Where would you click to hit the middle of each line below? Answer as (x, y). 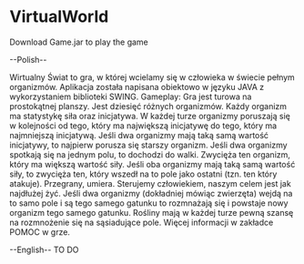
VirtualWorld (59, 17)
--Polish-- (28, 59)
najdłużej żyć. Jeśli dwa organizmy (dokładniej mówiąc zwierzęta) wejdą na (151, 193)
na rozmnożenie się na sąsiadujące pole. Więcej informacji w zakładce (142, 222)
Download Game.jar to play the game (79, 42)
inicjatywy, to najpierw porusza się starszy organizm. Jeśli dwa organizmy (149, 145)
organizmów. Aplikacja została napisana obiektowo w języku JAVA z (137, 86)
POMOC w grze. (40, 232)
